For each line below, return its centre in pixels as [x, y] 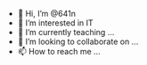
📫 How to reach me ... [59, 51]
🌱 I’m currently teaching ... [66, 32]
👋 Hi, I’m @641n [46, 14]
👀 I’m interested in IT [55, 23]
